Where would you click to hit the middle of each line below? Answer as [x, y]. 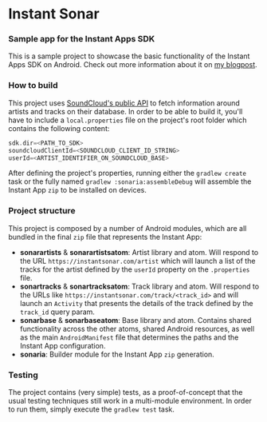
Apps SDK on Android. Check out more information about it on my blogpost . [133, 65]
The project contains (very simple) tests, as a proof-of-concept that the [126, 392]
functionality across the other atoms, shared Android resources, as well [137, 328]
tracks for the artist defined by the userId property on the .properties [135, 269]
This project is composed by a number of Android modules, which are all [128, 228]
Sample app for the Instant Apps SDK [82, 39]
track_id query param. [57, 312]
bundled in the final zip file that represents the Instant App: [105, 237]
